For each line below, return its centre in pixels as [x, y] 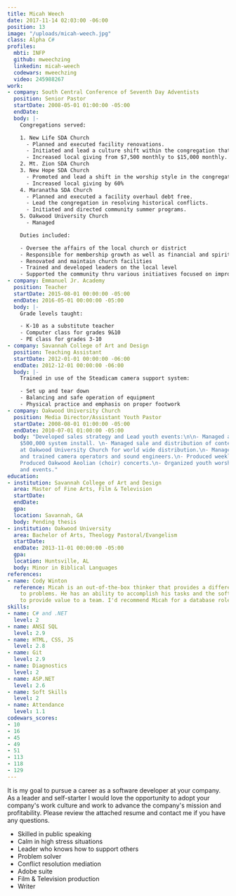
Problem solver [39, 856]
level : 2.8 [29, 646]
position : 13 [26, 27]
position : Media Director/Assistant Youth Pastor [87, 417]
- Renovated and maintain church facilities [86, 261]
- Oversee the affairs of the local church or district [104, 248]
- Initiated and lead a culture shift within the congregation [120, 151]
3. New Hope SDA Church [55, 170]
